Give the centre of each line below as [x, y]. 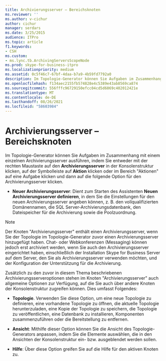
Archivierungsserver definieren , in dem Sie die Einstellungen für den [83, 196]
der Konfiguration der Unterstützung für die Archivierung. [63, 263]
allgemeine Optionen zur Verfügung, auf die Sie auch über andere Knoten [80, 283]
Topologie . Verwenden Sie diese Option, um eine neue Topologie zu [82, 298]
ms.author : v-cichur [26, 19]
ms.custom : [16, 56]
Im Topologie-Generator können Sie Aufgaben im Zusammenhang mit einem [83, 155]
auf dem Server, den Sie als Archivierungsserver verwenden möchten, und [81, 258]
